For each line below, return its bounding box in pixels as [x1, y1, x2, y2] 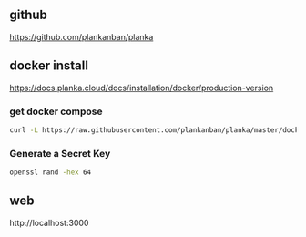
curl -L [9, 125, 39, 135]
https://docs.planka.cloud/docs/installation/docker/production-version [9, 82, 274, 93]
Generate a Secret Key [9, 147, 111, 160]
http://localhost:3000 [9, 217, 89, 228]
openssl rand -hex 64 [9, 168, 92, 177]
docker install [9, 58, 89, 74]
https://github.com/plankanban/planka [9, 31, 154, 42]
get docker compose [9, 105, 103, 118]
